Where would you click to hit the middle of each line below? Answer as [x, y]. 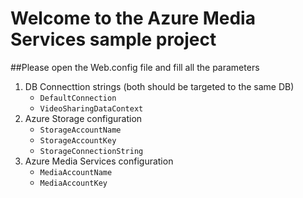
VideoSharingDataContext [91, 108]
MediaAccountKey [73, 183]
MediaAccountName [76, 172]
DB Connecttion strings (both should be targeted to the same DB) [159, 86]
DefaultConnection [78, 98]
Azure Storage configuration [83, 118]
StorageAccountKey [78, 140]
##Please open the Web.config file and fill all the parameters [135, 67]
